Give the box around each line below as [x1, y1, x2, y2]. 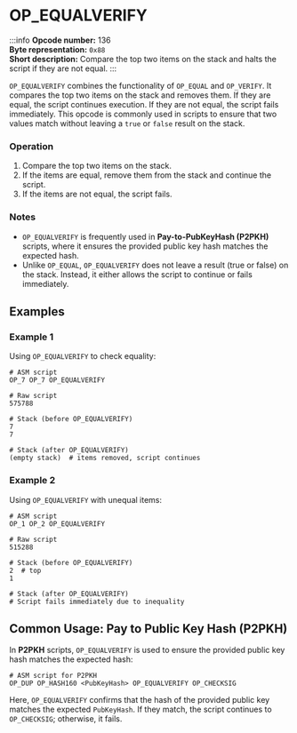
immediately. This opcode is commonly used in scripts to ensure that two [9, 108, 277, 119]
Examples [9, 304, 65, 319]
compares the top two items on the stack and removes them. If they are [9, 90, 271, 100]
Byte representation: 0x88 [9, 44, 106, 54]
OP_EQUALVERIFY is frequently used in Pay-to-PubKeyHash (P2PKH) [21, 231, 269, 242]
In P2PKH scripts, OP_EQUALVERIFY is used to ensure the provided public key [9, 645, 285, 656]
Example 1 [9, 331, 54, 343]
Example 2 [9, 474, 56, 487]
